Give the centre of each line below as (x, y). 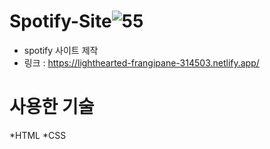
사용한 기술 (52, 107)
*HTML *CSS (38, 135)
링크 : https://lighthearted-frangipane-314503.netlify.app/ (141, 62)
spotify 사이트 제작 (61, 50)
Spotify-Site (60, 21)
